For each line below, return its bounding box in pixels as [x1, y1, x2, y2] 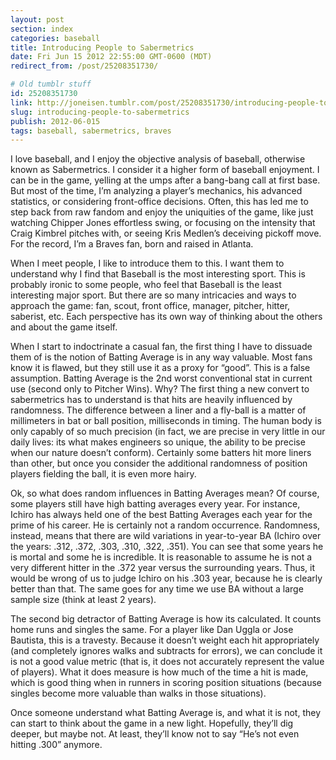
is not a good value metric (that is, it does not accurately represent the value [10, 656, 325, 668]
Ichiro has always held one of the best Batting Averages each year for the [10, 509, 313, 521]
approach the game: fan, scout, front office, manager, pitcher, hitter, [10, 300, 291, 312]
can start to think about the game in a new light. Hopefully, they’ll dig [10, 717, 294, 730]
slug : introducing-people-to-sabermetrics [10, 107, 190, 117]
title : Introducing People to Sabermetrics [10, 42, 195, 53]
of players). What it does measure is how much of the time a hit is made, [10, 666, 309, 678]
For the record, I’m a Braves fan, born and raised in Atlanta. [10, 238, 254, 250]
